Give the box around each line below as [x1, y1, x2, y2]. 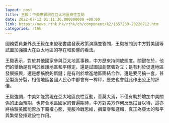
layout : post [5, 7, 33, 13]
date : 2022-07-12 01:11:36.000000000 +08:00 [5, 17, 100, 22]
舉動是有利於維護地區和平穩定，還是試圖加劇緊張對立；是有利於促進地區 [14, 64, 164, 70]
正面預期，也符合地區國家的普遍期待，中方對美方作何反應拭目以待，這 [14, 100, 159, 106]
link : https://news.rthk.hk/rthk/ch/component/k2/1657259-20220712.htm [5, 21, 158, 27]
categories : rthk [5, 26, 42, 31]
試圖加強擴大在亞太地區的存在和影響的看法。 [5, 47, 98, 53]
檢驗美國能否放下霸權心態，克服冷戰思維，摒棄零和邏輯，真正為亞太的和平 [9, 106, 164, 112]
